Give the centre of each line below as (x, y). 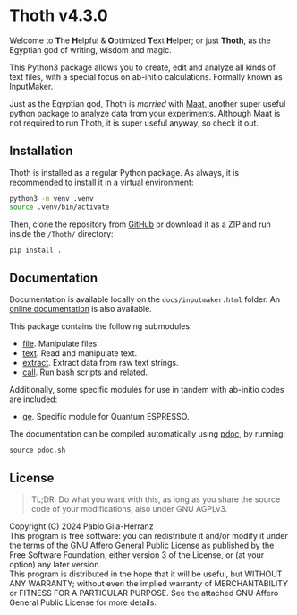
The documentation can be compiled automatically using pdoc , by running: (148, 434)
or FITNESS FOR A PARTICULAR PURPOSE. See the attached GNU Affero (144, 593)
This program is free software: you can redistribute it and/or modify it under (148, 536)
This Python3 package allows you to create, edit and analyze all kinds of (142, 67)
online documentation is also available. (81, 309)
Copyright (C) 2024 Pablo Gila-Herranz (81, 526)
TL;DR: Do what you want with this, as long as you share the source (156, 499)
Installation (41, 151)
